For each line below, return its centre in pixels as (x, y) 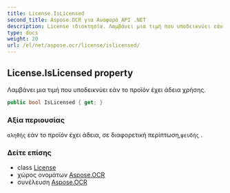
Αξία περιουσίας (36, 120)
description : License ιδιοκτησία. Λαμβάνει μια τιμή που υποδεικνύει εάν (115, 26)
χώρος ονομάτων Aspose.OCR (61, 175)
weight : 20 (23, 39)
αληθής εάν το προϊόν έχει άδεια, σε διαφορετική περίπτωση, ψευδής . (105, 135)
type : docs (23, 33)
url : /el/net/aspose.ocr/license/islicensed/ (73, 45)
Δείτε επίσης (29, 152)
